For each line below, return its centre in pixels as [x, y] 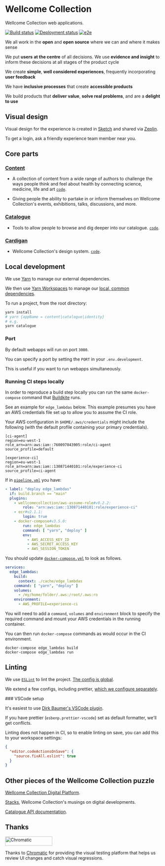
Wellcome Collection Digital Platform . [43, 793]
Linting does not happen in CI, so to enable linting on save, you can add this [82, 732]
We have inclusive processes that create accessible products [69, 86]
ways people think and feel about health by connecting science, [77, 184]
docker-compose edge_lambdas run [39, 652]
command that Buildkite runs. [51, 397]
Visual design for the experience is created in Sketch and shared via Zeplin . [82, 129]
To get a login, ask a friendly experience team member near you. [71, 138]
